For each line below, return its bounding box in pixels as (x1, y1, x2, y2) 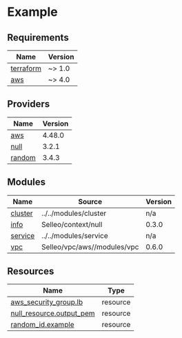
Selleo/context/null (41, 219, 103, 229)
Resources (7, 266, 54, 277)
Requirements (7, 32, 69, 43)
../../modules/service (41, 230, 108, 240)
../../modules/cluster (41, 208, 107, 218)
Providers (7, 98, 50, 110)
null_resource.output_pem (10, 308, 95, 318)
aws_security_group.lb (10, 297, 83, 307)
